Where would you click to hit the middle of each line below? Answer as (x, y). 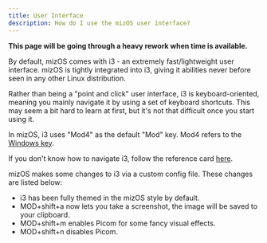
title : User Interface (46, 16)
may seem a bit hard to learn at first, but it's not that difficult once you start (132, 110)
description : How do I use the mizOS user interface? (100, 23)
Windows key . (31, 143)
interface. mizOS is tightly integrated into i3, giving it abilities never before (130, 69)
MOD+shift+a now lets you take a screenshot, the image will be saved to (138, 206)
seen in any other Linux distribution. (67, 78)
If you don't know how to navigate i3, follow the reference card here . (121, 158)
